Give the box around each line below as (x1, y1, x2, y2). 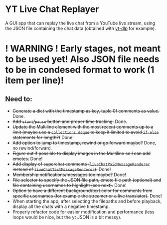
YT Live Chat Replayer (5, 3, 99, 15)
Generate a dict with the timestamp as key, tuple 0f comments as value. (12, 107, 160, 113)
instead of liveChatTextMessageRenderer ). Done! (12, 166, 111, 172)
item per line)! (5, 75, 64, 86)
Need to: (5, 94, 32, 103)
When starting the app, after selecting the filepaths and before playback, (12, 198, 162, 204)
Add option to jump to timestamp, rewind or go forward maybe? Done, (12, 139, 157, 145)
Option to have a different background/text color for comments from (12, 187, 153, 193)
